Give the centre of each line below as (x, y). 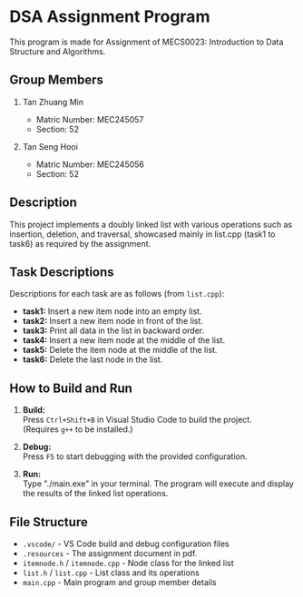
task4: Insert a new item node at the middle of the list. (123, 340)
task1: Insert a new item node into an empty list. (112, 311)
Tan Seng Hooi (50, 146)
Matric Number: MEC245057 (90, 119)
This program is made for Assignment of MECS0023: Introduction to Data (147, 42)
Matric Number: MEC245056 (90, 164)
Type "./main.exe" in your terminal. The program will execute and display (158, 484)
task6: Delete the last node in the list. (93, 359)
